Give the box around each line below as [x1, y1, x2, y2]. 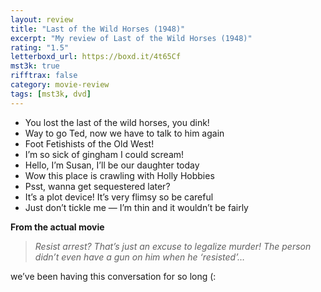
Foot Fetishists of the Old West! [24, 137, 155, 150]
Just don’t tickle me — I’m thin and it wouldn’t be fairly [24, 201, 249, 213]
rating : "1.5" [10, 42, 70, 53]
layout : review [10, 14, 74, 25]
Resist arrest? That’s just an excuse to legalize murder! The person [34, 240, 312, 252]
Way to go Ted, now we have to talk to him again [24, 127, 225, 139]
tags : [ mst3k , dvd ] [10, 89, 92, 99]
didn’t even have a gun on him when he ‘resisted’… [34, 251, 246, 263]
